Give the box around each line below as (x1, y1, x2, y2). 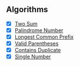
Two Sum (14, 20, 38, 27)
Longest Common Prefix (14, 33, 74, 40)
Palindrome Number (14, 26, 64, 34)
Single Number (14, 53, 51, 60)
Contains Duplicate (14, 47, 61, 54)
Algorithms (6, 5, 48, 15)
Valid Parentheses (14, 40, 59, 47)
